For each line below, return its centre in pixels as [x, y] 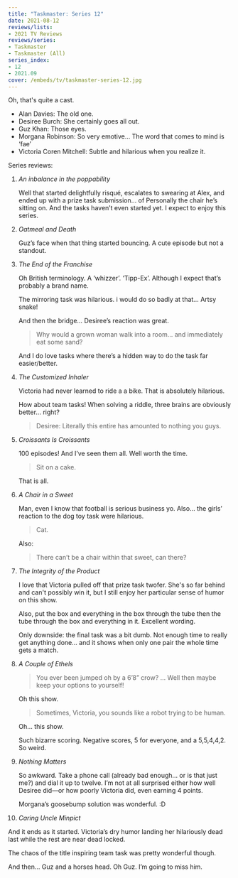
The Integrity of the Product [59, 571]
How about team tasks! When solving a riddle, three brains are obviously [125, 405]
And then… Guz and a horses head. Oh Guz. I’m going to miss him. [106, 867]
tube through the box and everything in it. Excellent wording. [107, 622]
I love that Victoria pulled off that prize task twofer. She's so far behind [122, 585]
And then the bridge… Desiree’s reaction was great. [93, 321]
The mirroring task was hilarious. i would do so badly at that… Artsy [117, 300]
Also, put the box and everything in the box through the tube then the [119, 614]
